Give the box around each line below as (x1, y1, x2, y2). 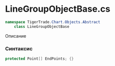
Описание (5, 33, 26, 39)
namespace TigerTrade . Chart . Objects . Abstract (5, 20, 100, 24)
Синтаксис (5, 45, 33, 52)
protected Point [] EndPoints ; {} (5, 56, 74, 61)
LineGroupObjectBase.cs (5, 3, 111, 15)
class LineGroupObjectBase (14, 24, 70, 29)
